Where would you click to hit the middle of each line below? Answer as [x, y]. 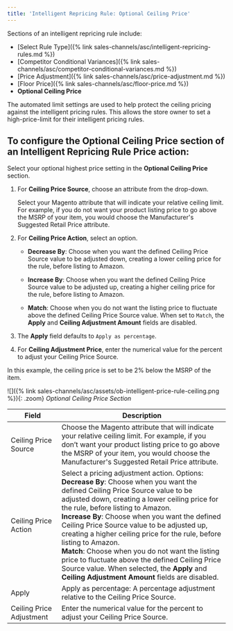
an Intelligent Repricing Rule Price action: [98, 152]
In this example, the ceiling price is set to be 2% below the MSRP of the [109, 370]
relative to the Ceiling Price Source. [119, 597]
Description [142, 415]
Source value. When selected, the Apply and [134, 569]
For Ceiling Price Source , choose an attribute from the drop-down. [113, 189]
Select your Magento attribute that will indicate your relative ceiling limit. [120, 202]
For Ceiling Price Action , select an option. [77, 238]
